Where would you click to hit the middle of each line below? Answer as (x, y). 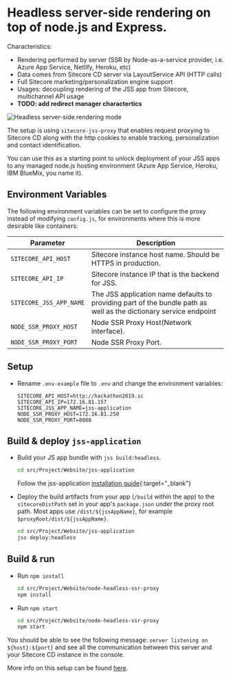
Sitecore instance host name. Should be (155, 254)
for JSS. (104, 282)
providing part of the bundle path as (149, 302)
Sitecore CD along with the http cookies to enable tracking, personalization (113, 137)
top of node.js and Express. (87, 27)
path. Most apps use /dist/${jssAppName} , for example (95, 512)
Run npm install (41, 576)
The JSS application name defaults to (152, 294)
